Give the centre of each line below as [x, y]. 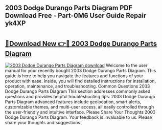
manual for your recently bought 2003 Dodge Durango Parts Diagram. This [81, 71]
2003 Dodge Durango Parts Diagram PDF [69, 8]
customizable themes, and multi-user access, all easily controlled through [80, 107]
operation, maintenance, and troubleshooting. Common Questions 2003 [78, 86]
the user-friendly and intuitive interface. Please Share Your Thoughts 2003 [80, 112]
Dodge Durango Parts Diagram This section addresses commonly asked [78, 91]
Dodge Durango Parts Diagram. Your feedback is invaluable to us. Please [79, 117]
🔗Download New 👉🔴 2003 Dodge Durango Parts [81, 43]
